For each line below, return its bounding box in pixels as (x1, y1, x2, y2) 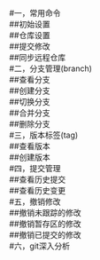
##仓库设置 (9, 30, 50, 40)
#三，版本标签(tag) (9, 130, 79, 140)
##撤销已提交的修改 (9, 230, 81, 240)
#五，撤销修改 (9, 196, 61, 207)
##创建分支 (9, 85, 50, 96)
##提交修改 (9, 41, 50, 51)
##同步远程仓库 (9, 52, 66, 62)
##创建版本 (9, 152, 50, 162)
